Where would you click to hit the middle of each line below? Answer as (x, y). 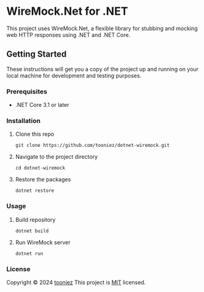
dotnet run (29, 253)
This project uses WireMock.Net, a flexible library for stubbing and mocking (102, 28)
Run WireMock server (43, 242)
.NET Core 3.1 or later (42, 105)
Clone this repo (34, 134)
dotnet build (32, 231)
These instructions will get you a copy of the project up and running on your (102, 69)
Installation (24, 120)
